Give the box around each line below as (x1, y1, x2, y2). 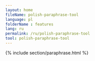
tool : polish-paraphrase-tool (5, 36, 70, 41)
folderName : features (5, 21, 54, 27)
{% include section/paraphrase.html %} (5, 49, 89, 56)
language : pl (5, 17, 33, 22)
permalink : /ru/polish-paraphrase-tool (5, 31, 90, 36)
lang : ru (5, 26, 24, 32)
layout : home (5, 7, 33, 13)
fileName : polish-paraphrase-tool (5, 12, 79, 17)
